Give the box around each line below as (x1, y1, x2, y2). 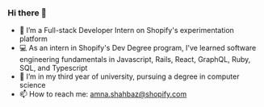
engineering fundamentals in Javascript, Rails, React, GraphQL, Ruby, (19, 55, 251, 64)
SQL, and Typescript (19, 64, 88, 73)
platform (19, 34, 48, 43)
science (19, 80, 46, 90)
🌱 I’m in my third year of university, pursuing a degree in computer (19, 72, 240, 81)
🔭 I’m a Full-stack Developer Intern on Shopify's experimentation (19, 26, 235, 35)
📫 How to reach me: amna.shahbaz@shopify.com (19, 89, 187, 99)
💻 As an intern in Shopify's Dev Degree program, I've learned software (19, 43, 257, 53)
